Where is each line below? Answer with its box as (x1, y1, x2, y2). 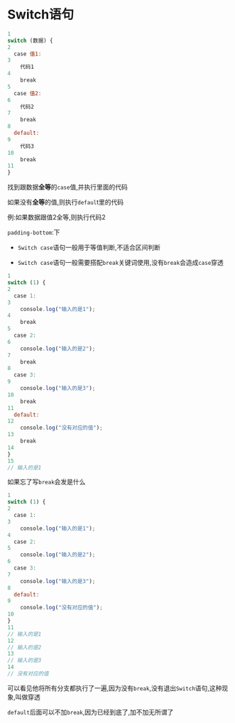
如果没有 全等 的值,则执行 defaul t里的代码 (7, 198, 124, 207)
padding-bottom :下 (7, 228, 60, 237)
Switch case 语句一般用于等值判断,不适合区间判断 (17, 243, 161, 252)
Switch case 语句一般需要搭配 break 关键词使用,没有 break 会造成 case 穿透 (17, 259, 224, 267)
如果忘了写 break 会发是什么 (7, 477, 86, 486)
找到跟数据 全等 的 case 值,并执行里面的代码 (7, 183, 128, 192)
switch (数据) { (7, 37, 53, 44)
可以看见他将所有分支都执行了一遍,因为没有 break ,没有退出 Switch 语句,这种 (7, 683, 222, 692)
